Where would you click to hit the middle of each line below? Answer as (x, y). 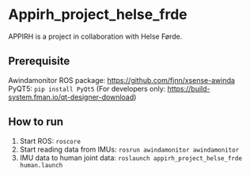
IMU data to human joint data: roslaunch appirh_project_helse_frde (131, 157)
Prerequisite (39, 61)
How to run (36, 122)
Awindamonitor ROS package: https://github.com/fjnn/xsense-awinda (122, 80)
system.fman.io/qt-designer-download (71, 97)
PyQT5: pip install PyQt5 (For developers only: (87, 88)
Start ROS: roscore (50, 140)
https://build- (189, 88)
